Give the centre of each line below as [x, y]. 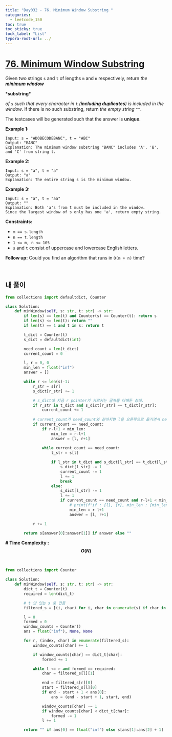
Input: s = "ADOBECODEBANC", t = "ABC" [48, 138]
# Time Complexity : [27, 543]
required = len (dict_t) [49, 594]
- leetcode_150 [26, 19]
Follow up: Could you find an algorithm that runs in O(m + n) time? [75, 257]
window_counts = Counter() [52, 627]
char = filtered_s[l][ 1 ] [68, 673]
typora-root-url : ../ [28, 39]
